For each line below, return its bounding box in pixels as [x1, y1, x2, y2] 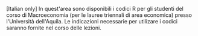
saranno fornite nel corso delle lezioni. [6, 24, 101, 31]
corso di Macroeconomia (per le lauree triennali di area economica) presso [6, 11, 192, 19]
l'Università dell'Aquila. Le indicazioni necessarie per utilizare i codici [6, 18, 178, 25]
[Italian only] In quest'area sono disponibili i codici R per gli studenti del [6, 5, 184, 12]
